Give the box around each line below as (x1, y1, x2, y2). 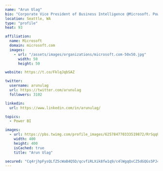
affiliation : (5, 34, 32, 39)
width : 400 (14, 137, 36, 141)
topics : (5, 114, 21, 119)
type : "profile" (5, 20, 38, 26)
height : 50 (17, 61, 40, 66)
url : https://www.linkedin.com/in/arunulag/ (9, 105, 101, 110)
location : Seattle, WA (5, 16, 51, 21)
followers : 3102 (9, 92, 42, 97)
